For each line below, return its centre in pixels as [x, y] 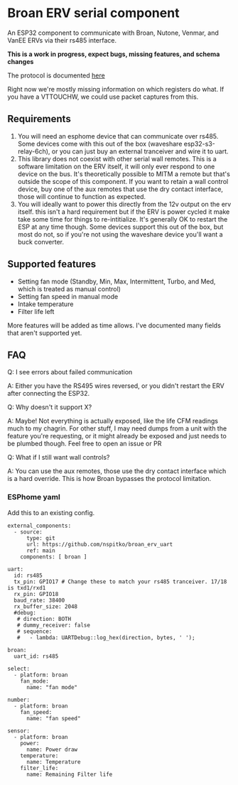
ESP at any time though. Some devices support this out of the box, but [120, 227]
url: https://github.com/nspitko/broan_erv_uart [99, 544]
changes [21, 61]
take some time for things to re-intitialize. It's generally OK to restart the [123, 219]
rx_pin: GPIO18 [36, 594]
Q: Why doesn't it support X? [50, 407]
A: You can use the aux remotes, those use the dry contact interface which [117, 471]
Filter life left [36, 311]
